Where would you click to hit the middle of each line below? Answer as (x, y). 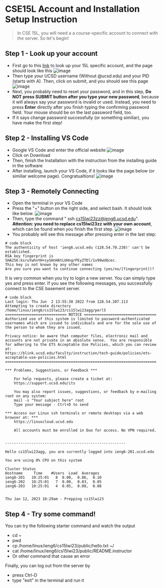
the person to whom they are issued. (44, 328)
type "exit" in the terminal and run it (48, 580)
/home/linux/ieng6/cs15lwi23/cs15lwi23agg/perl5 (56, 310)
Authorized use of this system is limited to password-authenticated (78, 319)
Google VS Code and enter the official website (59, 150)
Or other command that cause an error (51, 556)
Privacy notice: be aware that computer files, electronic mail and (76, 336)
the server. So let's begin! (43, 38)
